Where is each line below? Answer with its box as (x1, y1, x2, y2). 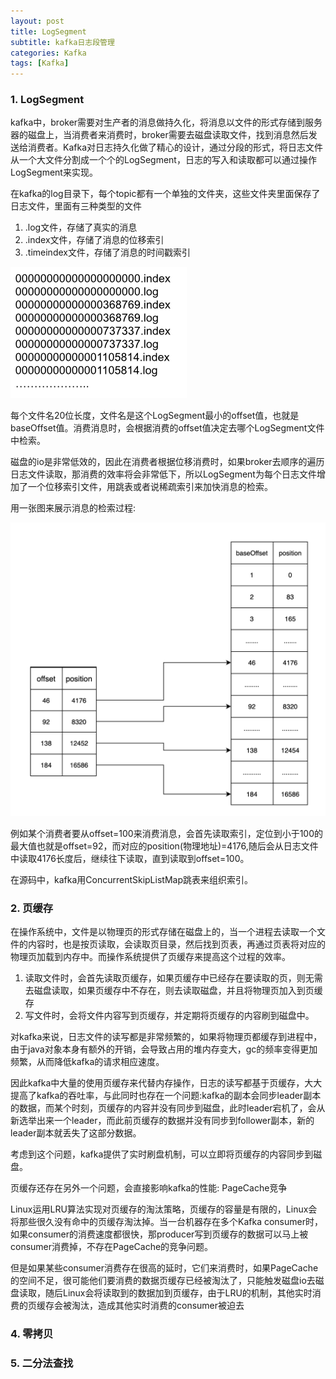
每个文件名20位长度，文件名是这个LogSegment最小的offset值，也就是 (10, 410, 300, 422)
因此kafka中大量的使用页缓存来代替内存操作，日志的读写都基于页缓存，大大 (10, 1077, 323, 1089)
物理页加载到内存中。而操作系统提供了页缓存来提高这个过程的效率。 (10, 951, 291, 963)
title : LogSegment (10, 26, 87, 37)
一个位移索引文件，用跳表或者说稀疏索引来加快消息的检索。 (27, 481, 273, 493)
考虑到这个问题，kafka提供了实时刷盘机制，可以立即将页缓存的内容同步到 (10, 1148, 314, 1160)
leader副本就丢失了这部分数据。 (10, 1127, 142, 1139)
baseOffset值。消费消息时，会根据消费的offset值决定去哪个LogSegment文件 (10, 422, 325, 434)
